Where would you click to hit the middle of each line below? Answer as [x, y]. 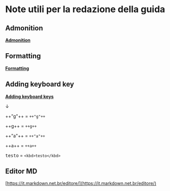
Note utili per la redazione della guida [85, 9]
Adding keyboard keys [30, 96]
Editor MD [21, 171]
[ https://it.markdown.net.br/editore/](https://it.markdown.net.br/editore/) [81, 183]
